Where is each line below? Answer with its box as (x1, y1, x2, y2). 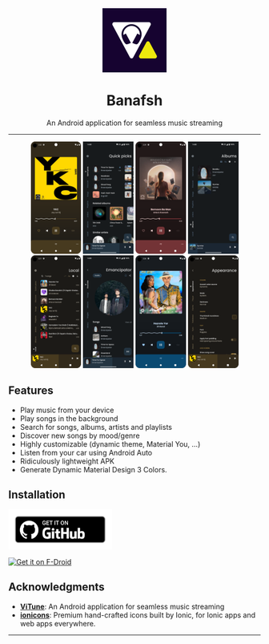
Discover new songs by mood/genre (19, 431, 140, 440)
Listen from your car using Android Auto (19, 448, 153, 457)
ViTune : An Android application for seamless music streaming (19, 601, 225, 611)
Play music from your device (19, 405, 114, 415)
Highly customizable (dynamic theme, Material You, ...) (19, 439, 201, 448)
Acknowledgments (8, 581, 106, 594)
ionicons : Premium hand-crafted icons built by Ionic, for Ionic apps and (19, 610, 256, 620)
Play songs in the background (19, 413, 118, 423)
